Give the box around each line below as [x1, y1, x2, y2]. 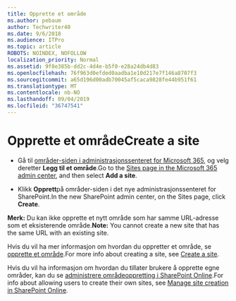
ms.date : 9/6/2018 [7, 30, 61, 37]
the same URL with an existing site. [7, 228, 109, 237]
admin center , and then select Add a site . [17, 171, 137, 179]
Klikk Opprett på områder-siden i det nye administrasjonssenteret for [17, 184, 217, 193]
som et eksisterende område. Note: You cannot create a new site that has [7, 220, 220, 230]
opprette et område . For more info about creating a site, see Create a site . [7, 249, 220, 258]
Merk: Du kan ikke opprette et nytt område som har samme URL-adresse [7, 213, 219, 222]
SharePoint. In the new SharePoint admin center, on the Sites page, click [17, 192, 226, 201]
